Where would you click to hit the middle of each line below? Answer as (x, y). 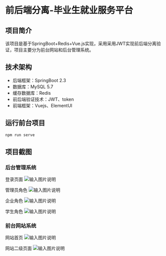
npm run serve (20, 135)
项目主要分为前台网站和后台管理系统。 (54, 50)
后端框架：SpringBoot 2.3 (39, 80)
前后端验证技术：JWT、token (43, 99)
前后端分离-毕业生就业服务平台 (69, 10)
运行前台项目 (25, 123)
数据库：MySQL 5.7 (33, 87)
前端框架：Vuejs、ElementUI (42, 105)
